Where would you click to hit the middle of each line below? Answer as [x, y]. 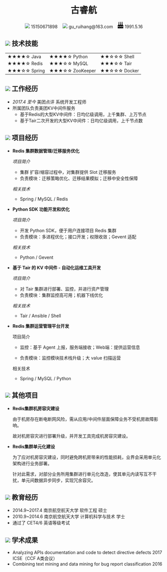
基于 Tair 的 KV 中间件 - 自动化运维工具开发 [57, 267]
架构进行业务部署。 [32, 463]
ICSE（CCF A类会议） [35, 559]
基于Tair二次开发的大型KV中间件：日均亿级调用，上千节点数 [81, 120]
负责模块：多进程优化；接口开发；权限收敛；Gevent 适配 [78, 237]
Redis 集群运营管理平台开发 [41, 326]
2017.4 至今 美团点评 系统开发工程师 [49, 102]
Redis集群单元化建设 [34, 446]
